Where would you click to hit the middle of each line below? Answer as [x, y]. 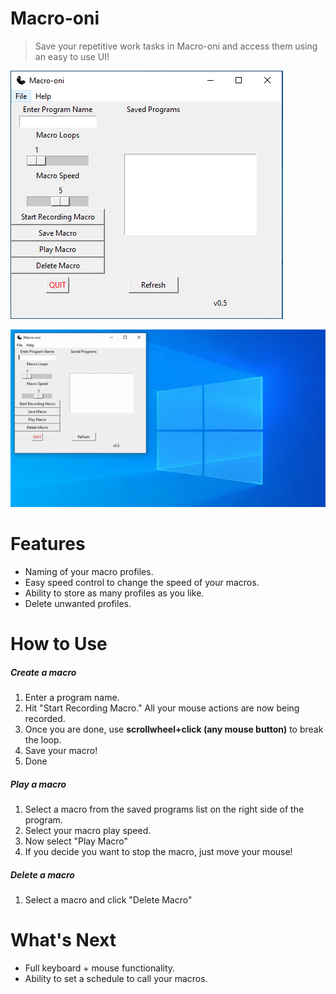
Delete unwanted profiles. [78, 603]
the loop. [43, 739]
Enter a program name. [72, 697]
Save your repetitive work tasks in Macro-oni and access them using [176, 46]
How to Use [59, 643]
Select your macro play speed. [88, 830]
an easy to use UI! [72, 56]
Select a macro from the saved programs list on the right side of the [164, 809]
